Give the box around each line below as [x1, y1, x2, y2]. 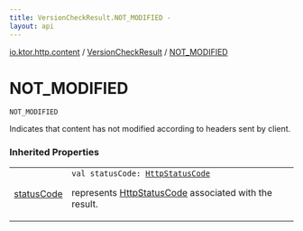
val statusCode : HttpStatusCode [71, 168, 210, 179]
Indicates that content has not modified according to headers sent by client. [9, 124, 291, 134]
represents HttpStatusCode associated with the [71, 186, 273, 199]
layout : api [9, 22, 54, 31]
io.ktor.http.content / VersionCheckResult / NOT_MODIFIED [9, 46, 228, 57]
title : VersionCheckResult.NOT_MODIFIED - [9, 13, 171, 23]
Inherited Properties [9, 146, 99, 159]
